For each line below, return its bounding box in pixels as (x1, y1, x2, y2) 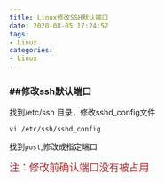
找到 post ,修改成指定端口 (9, 141, 98, 152)
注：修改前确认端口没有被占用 (9, 162, 149, 174)
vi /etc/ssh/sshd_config (9, 125, 101, 134)
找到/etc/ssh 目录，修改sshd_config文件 (9, 107, 156, 118)
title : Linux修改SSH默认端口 (9, 12, 109, 22)
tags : (9, 29, 29, 38)
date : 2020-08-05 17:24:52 (9, 21, 109, 30)
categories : (9, 46, 53, 55)
